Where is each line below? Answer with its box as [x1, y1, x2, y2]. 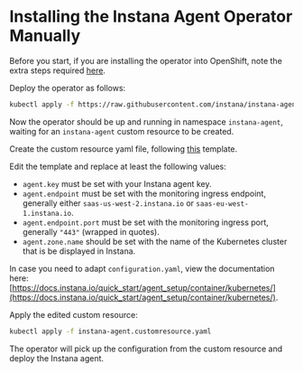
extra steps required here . [9, 65, 106, 76]
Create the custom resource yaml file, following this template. [9, 143, 238, 154]
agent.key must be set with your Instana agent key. [22, 178, 212, 189]
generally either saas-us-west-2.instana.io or [22, 197, 195, 209]
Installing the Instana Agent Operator [9, 6, 293, 27]
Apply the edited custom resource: [9, 309, 138, 320]
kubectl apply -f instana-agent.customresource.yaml [9, 327, 212, 336]
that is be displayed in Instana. [22, 246, 136, 256]
